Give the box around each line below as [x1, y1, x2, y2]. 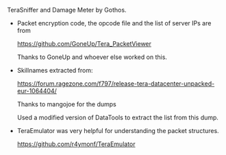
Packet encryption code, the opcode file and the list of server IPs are [16, 19, 212, 27]
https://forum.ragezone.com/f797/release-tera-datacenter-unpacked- [16, 80, 215, 88]
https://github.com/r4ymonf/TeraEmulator [16, 140, 136, 148]
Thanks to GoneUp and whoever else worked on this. [16, 53, 168, 61]
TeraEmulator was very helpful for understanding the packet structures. [16, 127, 219, 134]
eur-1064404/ [16, 87, 57, 95]
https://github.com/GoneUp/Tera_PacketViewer [16, 40, 152, 47]
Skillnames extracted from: [16, 67, 94, 74]
